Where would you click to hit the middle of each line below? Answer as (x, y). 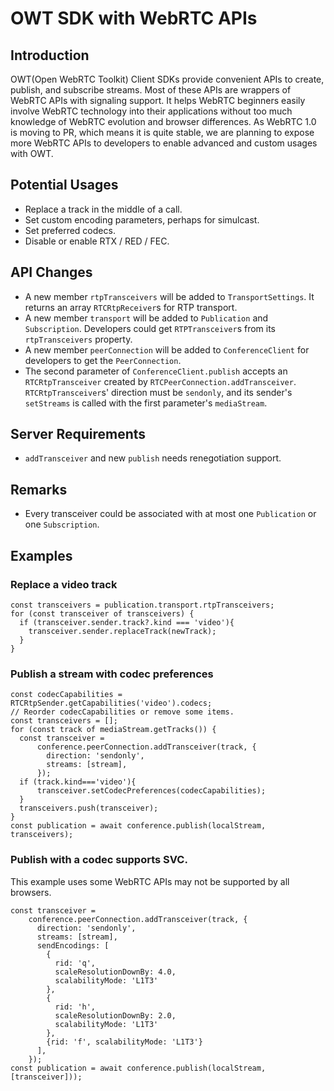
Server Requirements (78, 434)
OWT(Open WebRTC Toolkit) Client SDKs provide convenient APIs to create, (167, 79)
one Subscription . (62, 524)
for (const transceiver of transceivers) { (102, 613)
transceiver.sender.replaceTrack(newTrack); (122, 631)
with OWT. (32, 153)
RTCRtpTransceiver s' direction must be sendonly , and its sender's (158, 392)
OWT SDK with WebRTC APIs (134, 18)
